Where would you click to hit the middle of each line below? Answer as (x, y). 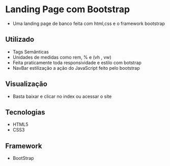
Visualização (26, 84)
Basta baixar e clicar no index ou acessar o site (62, 96)
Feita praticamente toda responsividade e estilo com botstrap (77, 63)
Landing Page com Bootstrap (68, 9)
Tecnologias (25, 112)
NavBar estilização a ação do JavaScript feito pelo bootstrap (76, 68)
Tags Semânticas (31, 51)
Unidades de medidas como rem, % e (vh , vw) (62, 57)
